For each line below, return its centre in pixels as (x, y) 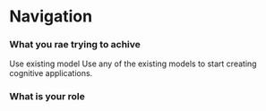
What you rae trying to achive (75, 45)
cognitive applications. (51, 73)
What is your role (47, 97)
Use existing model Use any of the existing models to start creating (133, 64)
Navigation (51, 17)
